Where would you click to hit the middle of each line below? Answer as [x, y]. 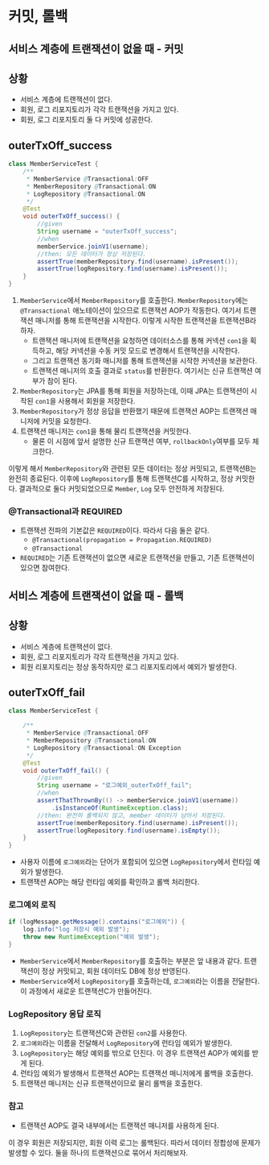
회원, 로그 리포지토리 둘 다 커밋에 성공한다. [86, 120]
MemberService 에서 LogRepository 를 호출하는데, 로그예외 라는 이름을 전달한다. [140, 981]
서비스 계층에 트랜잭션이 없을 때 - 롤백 [96, 596]
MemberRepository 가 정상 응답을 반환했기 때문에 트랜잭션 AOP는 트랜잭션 [134, 411]
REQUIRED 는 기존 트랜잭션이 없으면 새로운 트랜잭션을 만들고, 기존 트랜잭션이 [137, 558]
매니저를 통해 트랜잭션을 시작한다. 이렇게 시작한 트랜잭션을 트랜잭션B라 [146, 321]
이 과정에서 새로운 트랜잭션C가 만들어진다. [86, 991]
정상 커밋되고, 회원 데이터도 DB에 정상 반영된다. [116, 971]
